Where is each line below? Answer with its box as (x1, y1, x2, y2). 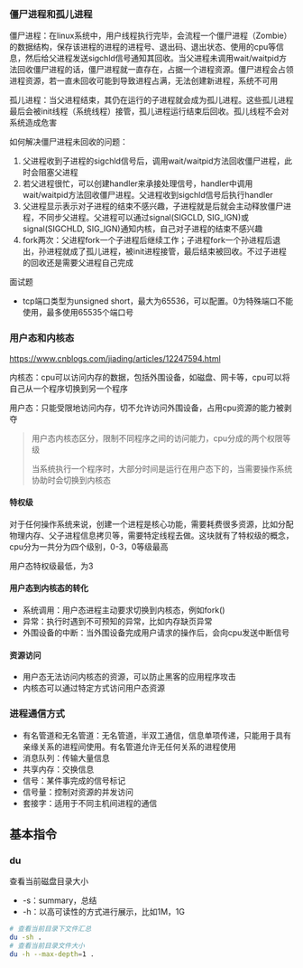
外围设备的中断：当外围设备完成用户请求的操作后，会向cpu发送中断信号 (22, 627, 290, 638)
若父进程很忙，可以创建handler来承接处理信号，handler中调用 (22, 178, 253, 189)
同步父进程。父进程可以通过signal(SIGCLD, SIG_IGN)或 (46, 212, 250, 223)
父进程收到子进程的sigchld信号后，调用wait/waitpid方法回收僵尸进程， (22, 155, 285, 166)
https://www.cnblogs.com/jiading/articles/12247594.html (9, 352, 221, 363)
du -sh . (9, 933, 42, 942)
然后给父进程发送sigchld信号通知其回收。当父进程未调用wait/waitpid (24, 52, 280, 64)
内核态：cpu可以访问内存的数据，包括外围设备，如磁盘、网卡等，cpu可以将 (9, 371, 290, 382)
